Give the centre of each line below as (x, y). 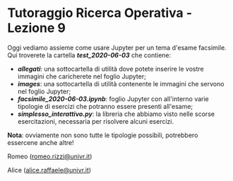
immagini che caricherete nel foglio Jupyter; (82, 76)
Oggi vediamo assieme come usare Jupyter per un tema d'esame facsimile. (117, 47)
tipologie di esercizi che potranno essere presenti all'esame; (105, 106)
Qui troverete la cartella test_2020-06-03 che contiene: (89, 55)
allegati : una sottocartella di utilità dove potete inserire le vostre (110, 69)
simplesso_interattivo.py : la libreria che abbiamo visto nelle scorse (116, 114)
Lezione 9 (36, 28)
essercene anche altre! (41, 142)
